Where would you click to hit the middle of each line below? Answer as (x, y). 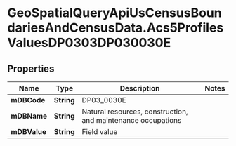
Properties (31, 68)
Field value (100, 132)
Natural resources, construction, (135, 112)
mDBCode (28, 100)
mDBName (29, 116)
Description (140, 88)
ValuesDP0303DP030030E (89, 43)
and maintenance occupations (132, 120)
